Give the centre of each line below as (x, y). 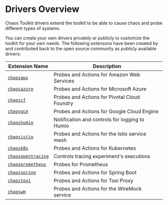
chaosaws (18, 78)
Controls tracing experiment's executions (102, 156)
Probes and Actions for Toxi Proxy (93, 181)
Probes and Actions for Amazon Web (97, 74)
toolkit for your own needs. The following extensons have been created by (82, 43)
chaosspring (22, 172)
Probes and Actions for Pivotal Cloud (96, 97)
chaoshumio (20, 122)
